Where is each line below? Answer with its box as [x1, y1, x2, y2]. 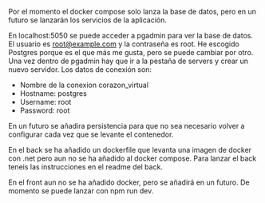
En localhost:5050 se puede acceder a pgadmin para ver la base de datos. [8, 31, 254, 40]
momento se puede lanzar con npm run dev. [8, 186, 154, 195]
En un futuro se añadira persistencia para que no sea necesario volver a [8, 121, 245, 130]
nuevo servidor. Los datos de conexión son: [8, 65, 152, 74]
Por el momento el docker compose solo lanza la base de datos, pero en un [8, 7, 257, 16]
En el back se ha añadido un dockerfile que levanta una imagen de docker [8, 145, 252, 154]
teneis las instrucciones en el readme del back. [8, 162, 164, 171]
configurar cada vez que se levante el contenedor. [8, 129, 174, 139]
